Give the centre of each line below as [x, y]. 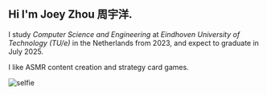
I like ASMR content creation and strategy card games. [99, 67]
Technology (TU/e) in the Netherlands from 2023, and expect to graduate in [134, 43]
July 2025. [26, 52]
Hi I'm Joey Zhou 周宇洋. [70, 14]
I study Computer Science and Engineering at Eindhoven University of [124, 34]
